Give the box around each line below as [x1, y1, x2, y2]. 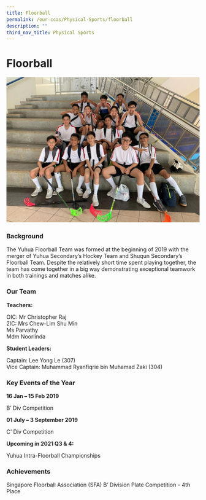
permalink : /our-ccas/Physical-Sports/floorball [6, 16, 133, 23]
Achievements [6, 467, 51, 475]
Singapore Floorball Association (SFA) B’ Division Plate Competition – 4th [6, 481, 191, 488]
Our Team [6, 287, 37, 296]
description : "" [6, 23, 48, 29]
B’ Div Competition [6, 404, 54, 412]
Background [6, 232, 44, 241]
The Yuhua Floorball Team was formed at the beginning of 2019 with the [6, 246, 189, 253]
